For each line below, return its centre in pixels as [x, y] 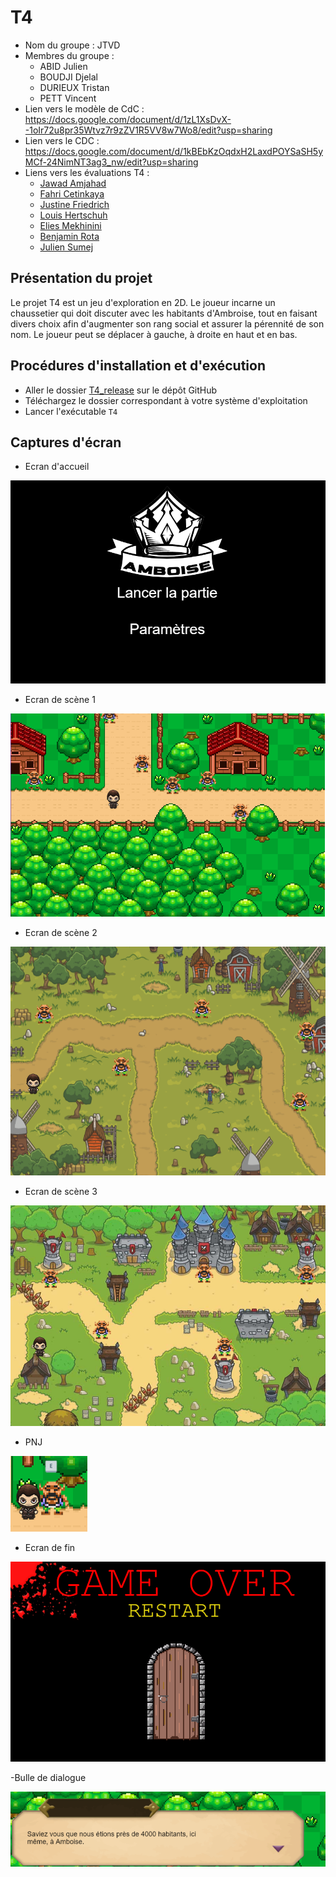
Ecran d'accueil [57, 467]
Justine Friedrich [74, 204]
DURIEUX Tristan [74, 87]
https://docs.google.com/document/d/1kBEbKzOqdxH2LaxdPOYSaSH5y [173, 151]
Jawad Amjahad [73, 183]
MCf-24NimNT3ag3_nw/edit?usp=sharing [111, 162]
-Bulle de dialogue [48, 1778]
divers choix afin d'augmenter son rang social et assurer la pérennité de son [167, 323]
